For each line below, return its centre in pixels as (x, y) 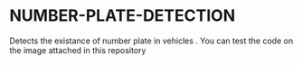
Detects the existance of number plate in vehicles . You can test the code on (151, 41)
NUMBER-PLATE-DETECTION (123, 16)
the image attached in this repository (78, 50)
